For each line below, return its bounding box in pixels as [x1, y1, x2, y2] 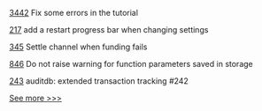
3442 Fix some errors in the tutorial [9, 8, 139, 18]
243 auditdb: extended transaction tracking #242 [9, 76, 189, 86]
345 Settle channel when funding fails [9, 41, 148, 52]
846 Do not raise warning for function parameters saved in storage [9, 59, 254, 69]
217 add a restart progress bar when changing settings [9, 25, 209, 34]
